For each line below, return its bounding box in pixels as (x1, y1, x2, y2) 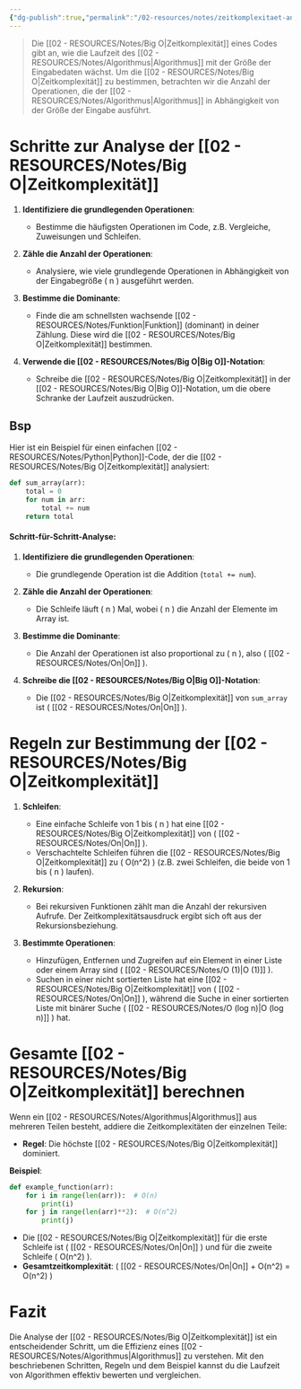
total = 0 (25, 487, 63, 497)
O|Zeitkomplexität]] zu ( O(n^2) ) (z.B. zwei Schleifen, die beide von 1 (35, 857, 290, 867)
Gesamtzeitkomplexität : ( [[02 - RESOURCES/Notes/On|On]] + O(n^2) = (21, 1261, 291, 1271)
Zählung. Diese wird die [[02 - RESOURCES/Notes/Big (35, 329, 236, 339)
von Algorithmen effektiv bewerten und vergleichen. (9, 1370, 202, 1381)
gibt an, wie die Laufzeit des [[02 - (30, 47, 159, 58)
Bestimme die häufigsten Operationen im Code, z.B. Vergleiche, (35, 221, 271, 232)
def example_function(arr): (9, 1182, 115, 1191)
